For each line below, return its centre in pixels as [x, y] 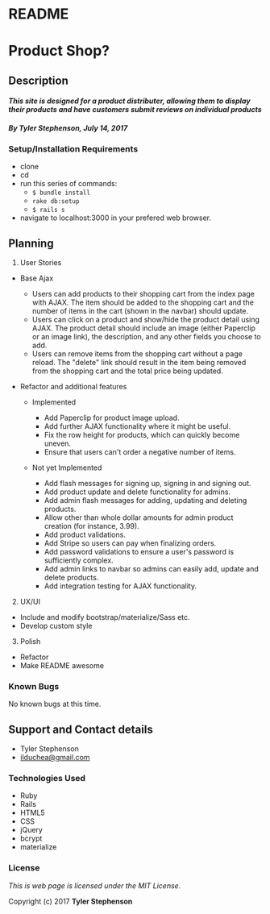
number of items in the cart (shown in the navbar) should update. [140, 311]
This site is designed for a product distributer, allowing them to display [130, 101]
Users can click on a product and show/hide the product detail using [146, 320]
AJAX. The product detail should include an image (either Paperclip [144, 328]
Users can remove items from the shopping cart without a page [137, 354]
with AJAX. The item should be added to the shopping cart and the [143, 302]
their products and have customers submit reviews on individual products [135, 110]
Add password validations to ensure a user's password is [139, 552]
